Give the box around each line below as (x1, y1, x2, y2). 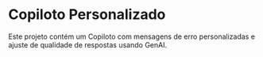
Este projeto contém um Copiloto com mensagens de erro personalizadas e (8, 32, 256, 41)
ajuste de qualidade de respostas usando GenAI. (8, 40, 168, 49)
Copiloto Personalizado (8, 6, 166, 24)
